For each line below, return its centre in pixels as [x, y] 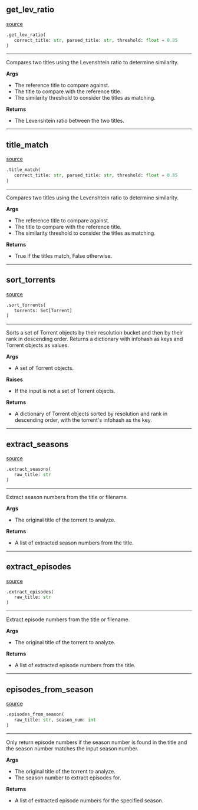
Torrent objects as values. [38, 345]
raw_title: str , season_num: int [55, 720]
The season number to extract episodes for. [68, 778]
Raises [15, 379]
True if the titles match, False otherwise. [63, 255]
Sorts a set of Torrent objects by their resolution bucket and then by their [95, 333]
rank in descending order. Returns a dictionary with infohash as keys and [95, 339]
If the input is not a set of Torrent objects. [65, 391]
